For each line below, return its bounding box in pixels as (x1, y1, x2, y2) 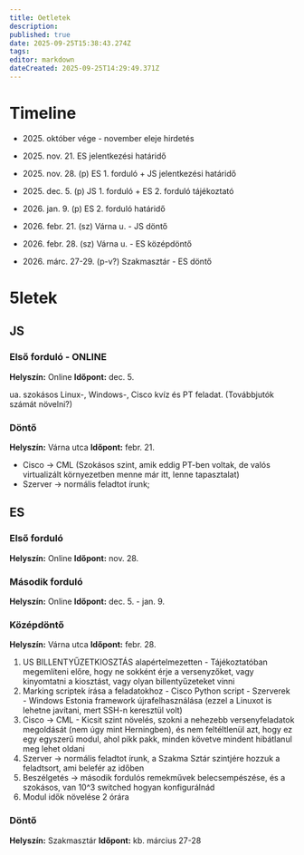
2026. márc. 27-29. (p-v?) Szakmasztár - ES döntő (22, 256, 213, 267)
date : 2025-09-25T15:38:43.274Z (9, 38, 131, 48)
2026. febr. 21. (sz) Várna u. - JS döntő (22, 220, 168, 231)
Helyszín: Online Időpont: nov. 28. (9, 552, 139, 563)
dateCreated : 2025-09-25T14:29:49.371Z (9, 64, 160, 73)
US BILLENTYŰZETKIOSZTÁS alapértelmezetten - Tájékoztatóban (22, 656, 269, 667)
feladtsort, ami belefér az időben (22, 763, 145, 773)
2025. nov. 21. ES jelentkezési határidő (22, 151, 166, 161)
